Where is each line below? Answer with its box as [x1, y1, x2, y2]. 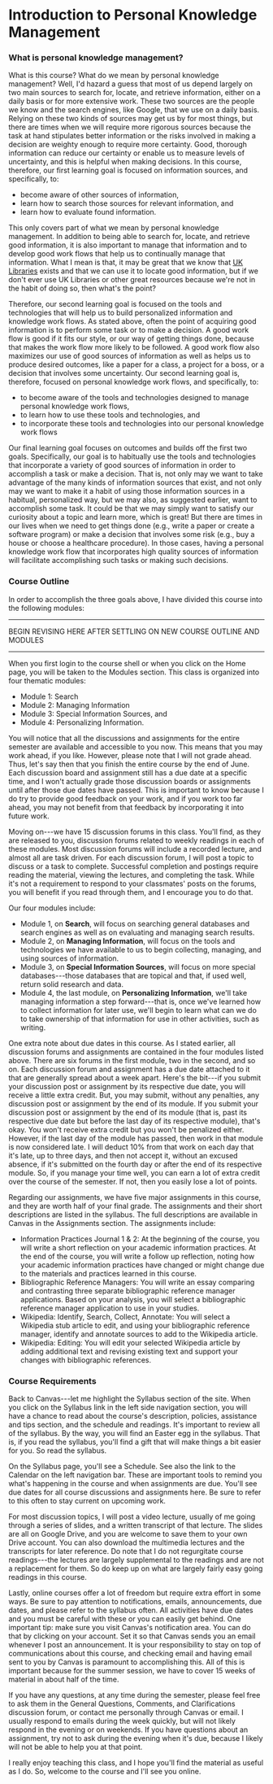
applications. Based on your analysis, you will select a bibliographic [19, 1294, 246, 1304]
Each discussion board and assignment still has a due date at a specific [8, 767, 248, 778]
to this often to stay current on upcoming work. [8, 1496, 167, 1506]
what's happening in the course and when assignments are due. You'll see [8, 1479, 258, 1489]
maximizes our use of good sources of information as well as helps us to [8, 351, 251, 361]
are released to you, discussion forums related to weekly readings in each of [8, 835, 265, 845]
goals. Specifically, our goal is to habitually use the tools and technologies [8, 451, 256, 461]
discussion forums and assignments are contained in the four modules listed [8, 1047, 264, 1057]
